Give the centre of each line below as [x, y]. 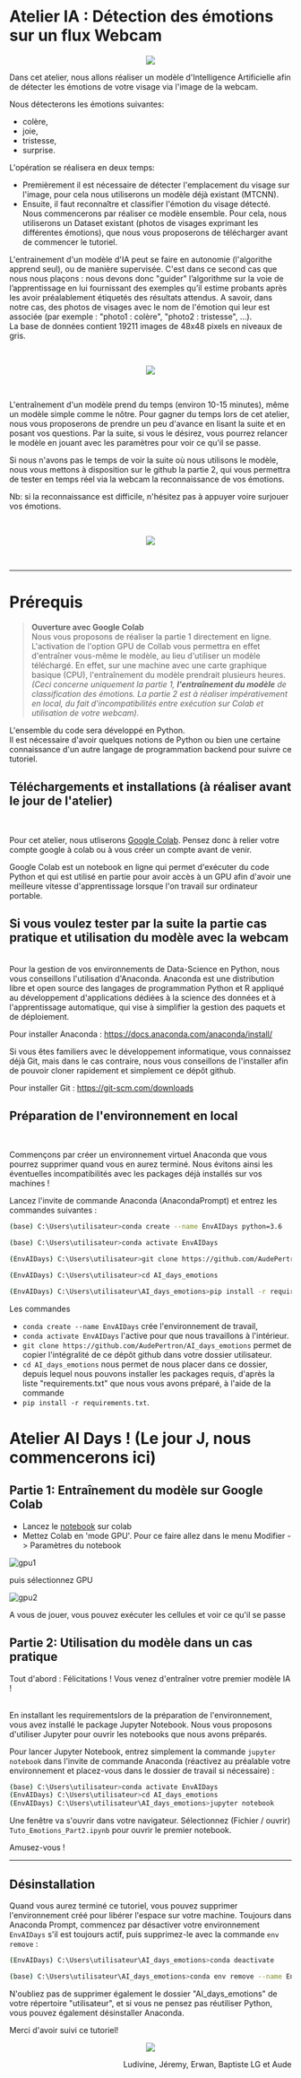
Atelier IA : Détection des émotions [142, 17]
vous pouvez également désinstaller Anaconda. [97, 2013]
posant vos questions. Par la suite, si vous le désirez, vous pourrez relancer [149, 433]
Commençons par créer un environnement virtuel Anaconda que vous [138, 1155]
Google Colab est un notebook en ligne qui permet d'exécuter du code [139, 866]
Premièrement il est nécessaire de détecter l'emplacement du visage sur [156, 185]
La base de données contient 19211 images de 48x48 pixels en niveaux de [146, 326]
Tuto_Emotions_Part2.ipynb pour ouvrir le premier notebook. [120, 1830]
